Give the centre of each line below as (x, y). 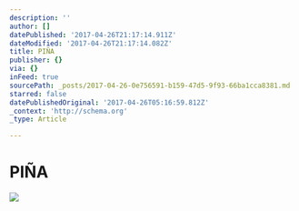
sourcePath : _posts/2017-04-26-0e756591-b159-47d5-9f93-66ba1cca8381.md (150, 85)
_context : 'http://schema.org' (69, 111)
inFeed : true (34, 77)
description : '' (40, 18)
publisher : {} (36, 60)
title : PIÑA (32, 52)
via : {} (24, 69)
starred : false (38, 94)
